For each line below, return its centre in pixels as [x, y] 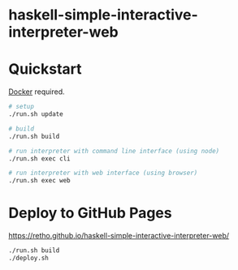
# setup [22, 107]
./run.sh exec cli [39, 159]
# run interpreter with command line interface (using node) [114, 151]
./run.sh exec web [39, 181]
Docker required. [37, 92]
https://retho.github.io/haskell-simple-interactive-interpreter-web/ [119, 236]
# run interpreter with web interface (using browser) [103, 173]
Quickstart [45, 69]
